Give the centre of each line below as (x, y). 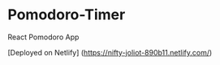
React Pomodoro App (43, 37)
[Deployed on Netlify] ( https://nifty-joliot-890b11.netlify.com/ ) (110, 52)
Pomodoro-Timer (67, 15)
